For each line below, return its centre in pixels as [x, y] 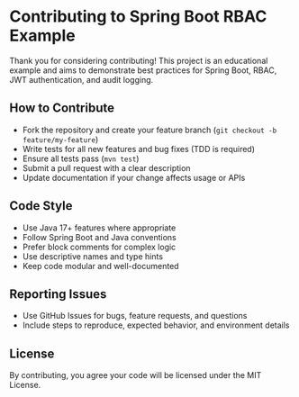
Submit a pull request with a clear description [106, 167]
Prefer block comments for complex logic [99, 247]
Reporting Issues [58, 294]
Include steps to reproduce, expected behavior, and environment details [156, 325]
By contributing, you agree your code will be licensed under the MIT [136, 375]
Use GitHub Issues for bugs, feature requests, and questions [135, 316]
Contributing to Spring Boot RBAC [138, 17]
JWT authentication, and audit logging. [82, 79]
